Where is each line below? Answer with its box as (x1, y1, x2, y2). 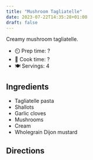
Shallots (14, 104, 34, 111)
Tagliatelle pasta (14, 98, 54, 105)
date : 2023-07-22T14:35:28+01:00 (6, 14, 88, 20)
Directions (6, 145, 45, 156)
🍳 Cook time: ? (14, 56, 50, 63)
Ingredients (6, 82, 49, 92)
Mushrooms (14, 116, 44, 124)
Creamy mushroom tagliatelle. (6, 36, 78, 43)
